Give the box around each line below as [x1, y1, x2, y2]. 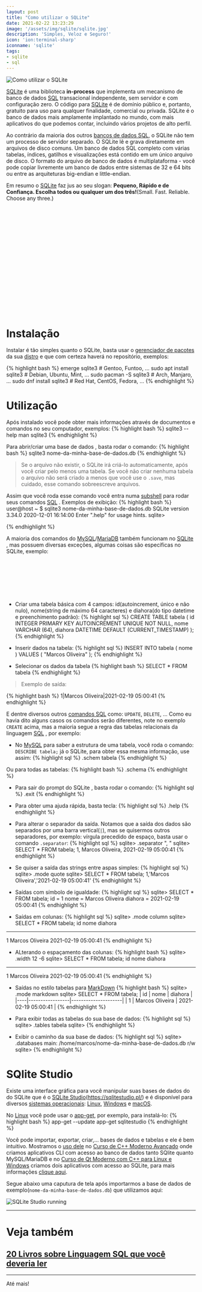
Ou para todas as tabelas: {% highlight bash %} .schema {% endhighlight [6, 766, 188, 773]
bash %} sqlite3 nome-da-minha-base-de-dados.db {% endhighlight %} [6, 449, 186, 457]
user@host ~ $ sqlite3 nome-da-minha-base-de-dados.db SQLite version [6, 505, 189, 512]
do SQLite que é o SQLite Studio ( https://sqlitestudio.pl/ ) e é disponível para [6, 1094, 193, 1101]
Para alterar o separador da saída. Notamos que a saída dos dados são [14, 820, 191, 828]
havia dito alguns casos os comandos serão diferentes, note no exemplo [6, 717, 186, 724]
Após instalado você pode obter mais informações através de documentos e [6, 419, 195, 426]
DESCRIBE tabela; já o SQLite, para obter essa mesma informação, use [14, 748, 190, 755]
